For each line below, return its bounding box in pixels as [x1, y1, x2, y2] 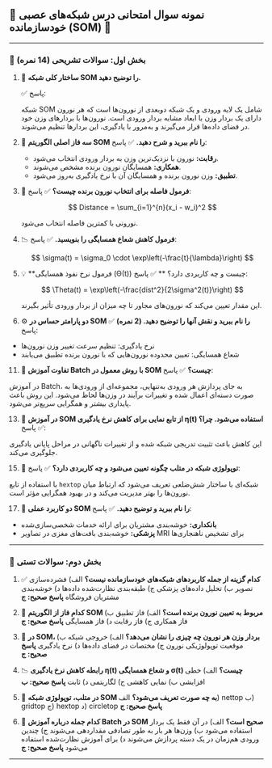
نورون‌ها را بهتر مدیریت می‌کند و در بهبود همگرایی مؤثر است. [9, 488, 190, 498]
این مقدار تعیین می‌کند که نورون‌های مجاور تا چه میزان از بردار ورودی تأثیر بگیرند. [20, 301, 262, 310]
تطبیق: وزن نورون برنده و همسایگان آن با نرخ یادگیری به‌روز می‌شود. [32, 171, 238, 180]
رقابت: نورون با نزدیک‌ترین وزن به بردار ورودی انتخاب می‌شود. [32, 154, 219, 163]
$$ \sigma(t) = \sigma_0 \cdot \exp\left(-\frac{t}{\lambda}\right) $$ [31, 253, 254, 263]
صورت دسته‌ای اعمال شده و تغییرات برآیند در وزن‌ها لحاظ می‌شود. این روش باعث [9, 390, 254, 400]
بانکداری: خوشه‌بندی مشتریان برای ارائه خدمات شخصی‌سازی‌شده [20, 520, 217, 530]
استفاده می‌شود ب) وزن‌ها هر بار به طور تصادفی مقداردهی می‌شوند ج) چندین [20, 725, 253, 736]
